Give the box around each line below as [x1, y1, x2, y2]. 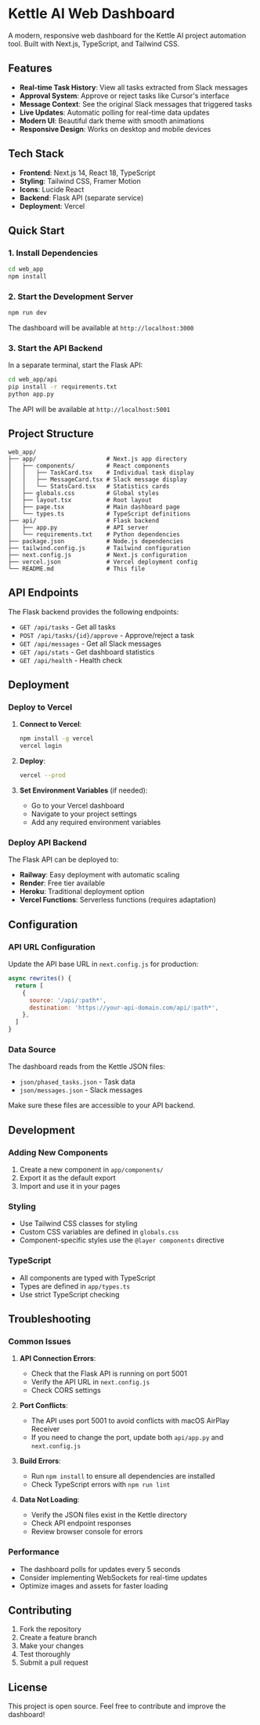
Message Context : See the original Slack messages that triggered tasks [19, 99, 253, 108]
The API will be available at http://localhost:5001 [8, 405, 171, 414]
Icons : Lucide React [19, 184, 85, 194]
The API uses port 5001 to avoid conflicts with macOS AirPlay [31, 1416, 229, 1425]
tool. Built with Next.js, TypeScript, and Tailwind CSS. [8, 38, 180, 48]
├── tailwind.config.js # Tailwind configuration [8, 544, 191, 552]
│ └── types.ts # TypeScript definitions [8, 509, 191, 518]
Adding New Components [8, 1147, 108, 1158]
